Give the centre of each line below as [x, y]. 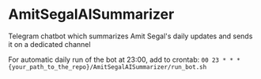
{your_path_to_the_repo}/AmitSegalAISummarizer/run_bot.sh [108, 67]
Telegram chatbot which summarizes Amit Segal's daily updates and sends [130, 36]
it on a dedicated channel [49, 44]
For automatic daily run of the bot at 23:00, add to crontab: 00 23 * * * [125, 59]
